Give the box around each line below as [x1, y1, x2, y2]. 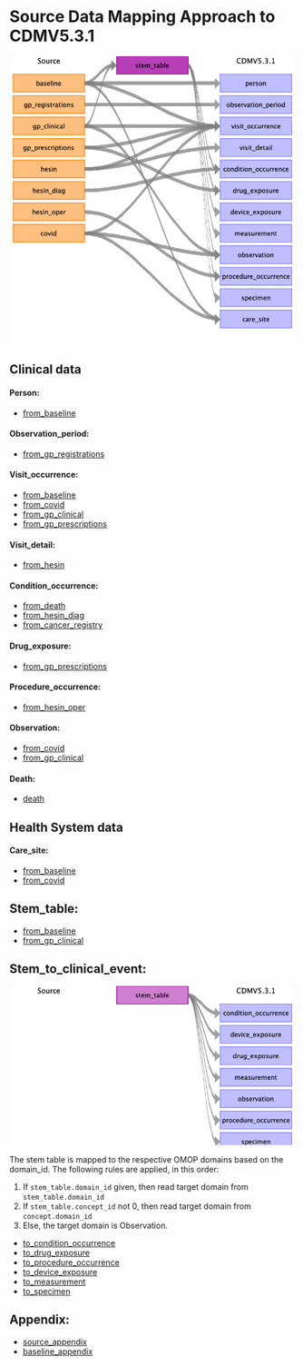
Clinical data [9, 361, 82, 378]
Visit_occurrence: [9, 470, 79, 480]
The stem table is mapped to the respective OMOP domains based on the [9, 1153, 284, 1164]
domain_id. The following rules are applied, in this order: [9, 1163, 220, 1174]
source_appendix [22, 1336, 88, 1347]
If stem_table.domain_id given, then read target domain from [22, 1181, 249, 1192]
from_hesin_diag [22, 610, 84, 621]
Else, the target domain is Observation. [22, 1220, 168, 1231]
